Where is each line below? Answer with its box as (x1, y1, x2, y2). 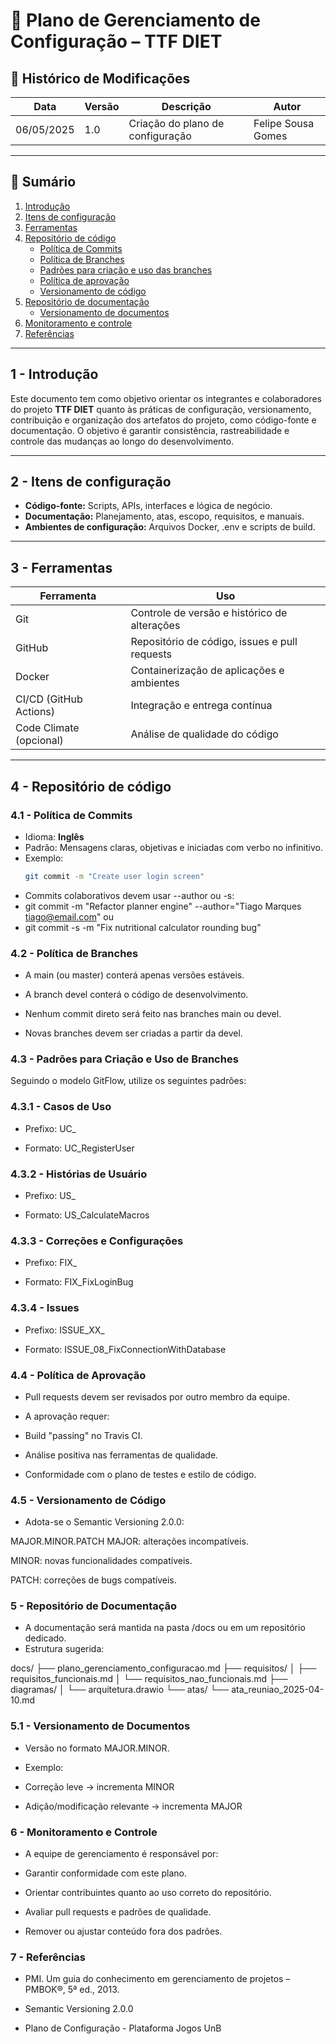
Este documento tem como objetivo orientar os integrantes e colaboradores (10, 392, 322, 404)
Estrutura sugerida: (24, 1643, 105, 1655)
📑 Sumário (10, 174, 77, 191)
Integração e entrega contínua (130, 699, 273, 713)
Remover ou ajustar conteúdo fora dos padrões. (24, 1925, 223, 1938)
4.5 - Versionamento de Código (10, 1493, 167, 1507)
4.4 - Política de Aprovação (10, 1368, 147, 1382)
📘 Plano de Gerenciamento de (10, 9, 261, 32)
